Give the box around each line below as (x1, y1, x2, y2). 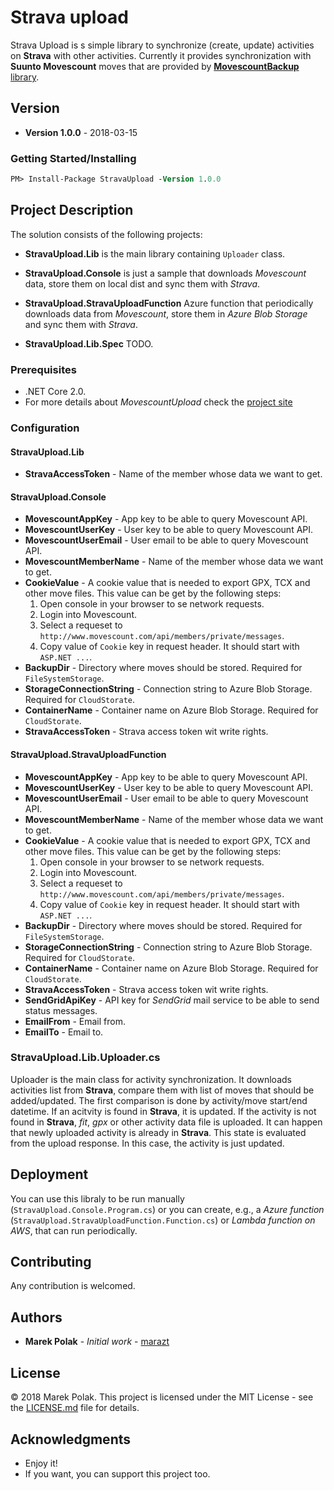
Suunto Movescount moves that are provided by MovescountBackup (10, 60, 300, 72)
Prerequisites (10, 362, 77, 376)
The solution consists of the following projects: (10, 228, 203, 240)
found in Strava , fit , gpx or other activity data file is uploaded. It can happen (10, 1116, 323, 1128)
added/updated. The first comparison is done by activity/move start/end (10, 1094, 308, 1106)
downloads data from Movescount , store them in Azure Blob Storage (24, 307, 308, 320)
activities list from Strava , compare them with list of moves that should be (10, 1084, 315, 1096)
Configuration (10, 421, 80, 435)
